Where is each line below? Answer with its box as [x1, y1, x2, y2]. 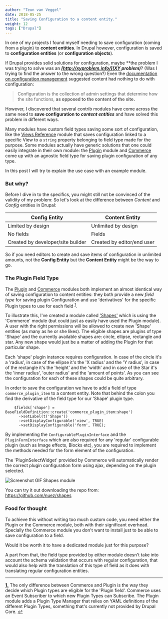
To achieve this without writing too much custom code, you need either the [5, 516, 159, 522]
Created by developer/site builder [7, 238, 86, 245]
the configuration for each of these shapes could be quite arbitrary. [5, 375, 144, 381]
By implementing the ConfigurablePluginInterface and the [5, 431, 126, 437]
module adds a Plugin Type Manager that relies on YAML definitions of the [5, 598, 158, 604]
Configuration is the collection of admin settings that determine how [17, 91, 158, 97]
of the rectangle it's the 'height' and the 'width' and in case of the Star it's [5, 364, 157, 370]
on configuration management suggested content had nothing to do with [5, 76, 155, 82]
